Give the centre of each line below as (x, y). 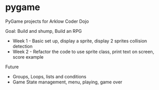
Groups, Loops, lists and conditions (49, 76)
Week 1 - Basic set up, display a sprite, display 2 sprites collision (80, 41)
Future (12, 67)
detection (23, 46)
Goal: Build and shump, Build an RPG (44, 31)
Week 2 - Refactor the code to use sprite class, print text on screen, (83, 52)
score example (28, 57)
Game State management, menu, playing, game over (67, 82)
